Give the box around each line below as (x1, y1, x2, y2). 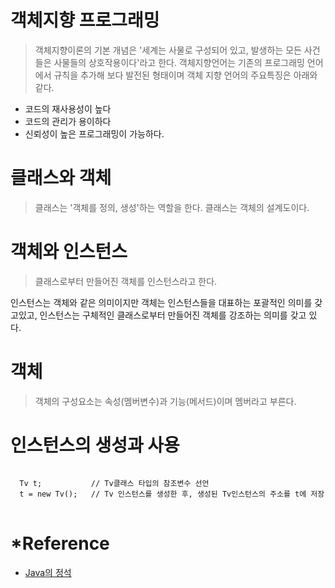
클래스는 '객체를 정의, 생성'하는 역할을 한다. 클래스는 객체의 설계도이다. (34, 201, 310, 213)
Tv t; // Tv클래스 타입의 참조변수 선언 (19, 478, 210, 488)
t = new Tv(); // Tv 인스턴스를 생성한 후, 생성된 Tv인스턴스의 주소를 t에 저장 (19, 489, 325, 499)
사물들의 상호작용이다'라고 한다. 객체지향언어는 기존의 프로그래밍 (53, 56, 305, 68)
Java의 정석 (24, 566, 72, 578)
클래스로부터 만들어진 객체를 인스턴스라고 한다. (34, 275, 218, 287)
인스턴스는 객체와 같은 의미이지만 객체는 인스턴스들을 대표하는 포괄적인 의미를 (10, 296, 313, 308)
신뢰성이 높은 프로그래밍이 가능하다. (24, 127, 165, 140)
